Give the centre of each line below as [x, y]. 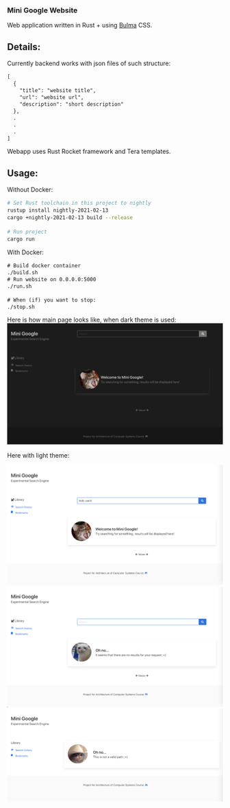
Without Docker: [30, 189]
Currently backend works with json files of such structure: [89, 63]
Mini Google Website [42, 10]
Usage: [23, 173]
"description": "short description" [72, 104]
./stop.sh [21, 307]
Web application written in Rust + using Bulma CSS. [80, 25]
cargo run [21, 239]
